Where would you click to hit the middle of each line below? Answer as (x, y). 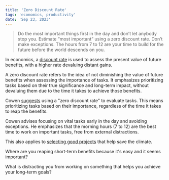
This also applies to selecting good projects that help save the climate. (79, 142)
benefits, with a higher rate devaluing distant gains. (59, 65)
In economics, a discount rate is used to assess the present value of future (83, 60)
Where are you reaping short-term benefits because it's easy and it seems (83, 152)
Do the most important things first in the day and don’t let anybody (87, 34)
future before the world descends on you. (61, 50)
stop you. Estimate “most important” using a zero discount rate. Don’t (90, 39)
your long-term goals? (28, 172)
